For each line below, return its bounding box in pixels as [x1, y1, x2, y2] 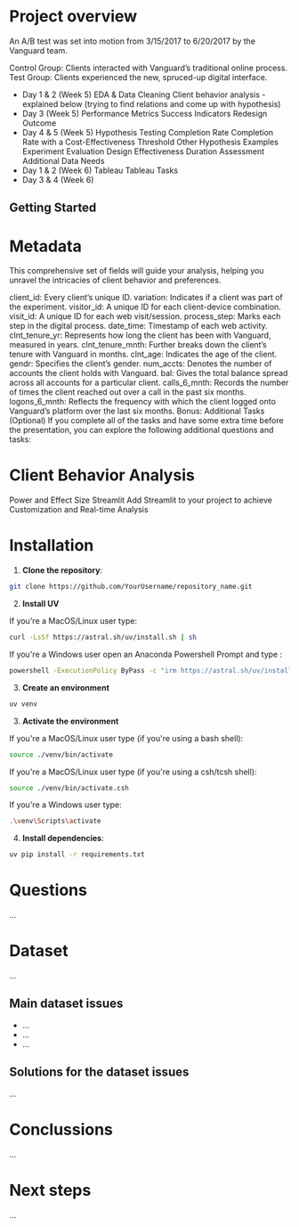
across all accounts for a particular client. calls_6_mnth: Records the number [9, 377, 289, 389]
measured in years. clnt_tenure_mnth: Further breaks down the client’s [9, 339, 267, 350]
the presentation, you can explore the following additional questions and [9, 425, 274, 436]
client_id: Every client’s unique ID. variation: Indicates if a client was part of [9, 292, 283, 303]
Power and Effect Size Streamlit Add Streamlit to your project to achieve [9, 495, 273, 505]
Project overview [9, 6, 138, 27]
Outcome [21, 118, 57, 128]
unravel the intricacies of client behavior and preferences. [9, 274, 222, 286]
